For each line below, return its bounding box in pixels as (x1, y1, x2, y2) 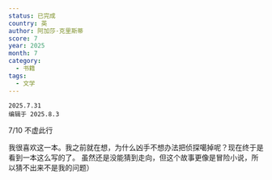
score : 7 (8, 34, 38, 43)
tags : (8, 72, 27, 80)
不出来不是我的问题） (22, 162, 94, 172)
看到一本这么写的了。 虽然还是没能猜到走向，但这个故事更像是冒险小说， (8, 153, 252, 162)
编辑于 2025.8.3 (8, 110, 60, 118)
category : (8, 57, 42, 65)
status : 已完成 (8, 11, 56, 20)
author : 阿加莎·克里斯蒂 (8, 27, 83, 35)
